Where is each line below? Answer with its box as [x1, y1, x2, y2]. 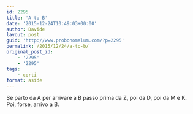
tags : [6, 66, 20, 72]
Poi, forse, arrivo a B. [6, 101, 59, 108]
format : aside [6, 77, 43, 83]
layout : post [6, 32, 40, 38]
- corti [17, 72, 37, 78]
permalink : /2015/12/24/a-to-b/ [6, 44, 89, 50]
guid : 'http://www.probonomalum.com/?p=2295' [6, 37, 124, 44]
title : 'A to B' [6, 15, 48, 21]
